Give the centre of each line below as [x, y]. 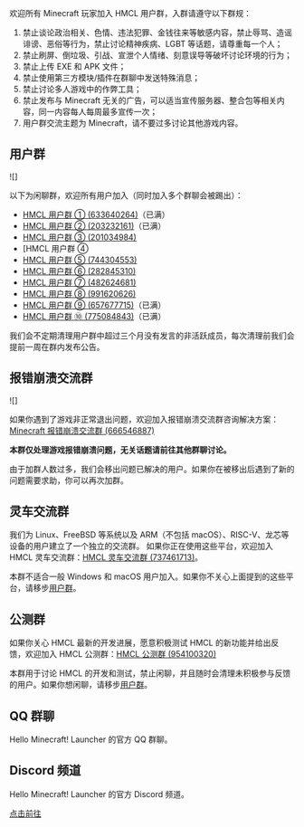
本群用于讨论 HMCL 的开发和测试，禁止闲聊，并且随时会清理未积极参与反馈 [150, 673]
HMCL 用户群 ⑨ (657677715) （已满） [94, 305]
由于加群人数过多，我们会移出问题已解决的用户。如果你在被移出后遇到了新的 [152, 469]
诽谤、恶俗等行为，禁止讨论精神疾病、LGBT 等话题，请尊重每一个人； [152, 44]
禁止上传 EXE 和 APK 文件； [74, 67]
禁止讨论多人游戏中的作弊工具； [82, 89]
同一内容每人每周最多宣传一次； [98, 112]
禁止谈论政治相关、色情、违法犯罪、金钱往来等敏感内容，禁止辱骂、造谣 [157, 33]
